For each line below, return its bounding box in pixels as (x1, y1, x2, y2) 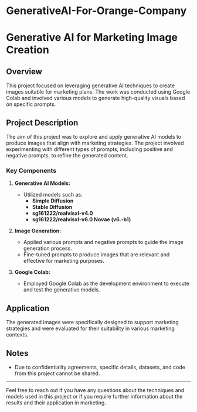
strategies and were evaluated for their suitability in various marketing (6, 325, 175, 332)
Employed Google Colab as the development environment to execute (23, 280, 189, 287)
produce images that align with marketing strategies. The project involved (6, 139, 184, 146)
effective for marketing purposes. (23, 257, 104, 265)
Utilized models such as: (23, 191, 83, 198)
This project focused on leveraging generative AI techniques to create (6, 82, 175, 89)
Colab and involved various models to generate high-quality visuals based (6, 95, 185, 102)
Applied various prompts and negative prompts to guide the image (23, 239, 184, 246)
